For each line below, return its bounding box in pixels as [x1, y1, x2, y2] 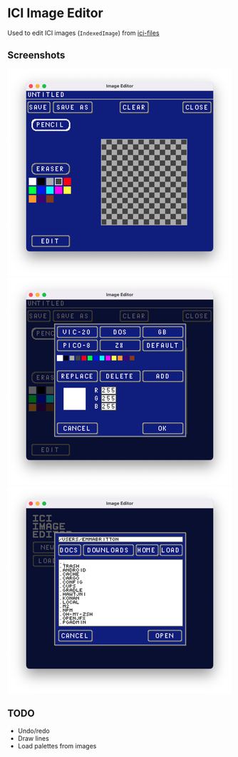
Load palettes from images [17, 741, 97, 750]
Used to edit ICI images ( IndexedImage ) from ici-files [7, 29, 160, 37]
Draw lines [17, 733, 50, 743]
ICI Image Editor [7, 5, 103, 21]
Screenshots [7, 49, 66, 61]
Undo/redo [17, 726, 50, 735]
